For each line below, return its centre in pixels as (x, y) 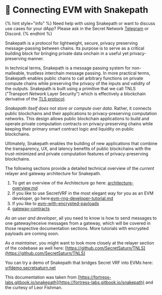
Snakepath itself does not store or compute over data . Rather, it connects (78, 108)
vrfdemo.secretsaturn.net (30, 268)
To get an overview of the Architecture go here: (59, 183)
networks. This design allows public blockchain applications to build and (77, 118)
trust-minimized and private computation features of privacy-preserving (77, 154)
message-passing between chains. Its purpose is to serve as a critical (75, 48)
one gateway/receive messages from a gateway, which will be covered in (78, 223)
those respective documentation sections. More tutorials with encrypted (77, 228)
